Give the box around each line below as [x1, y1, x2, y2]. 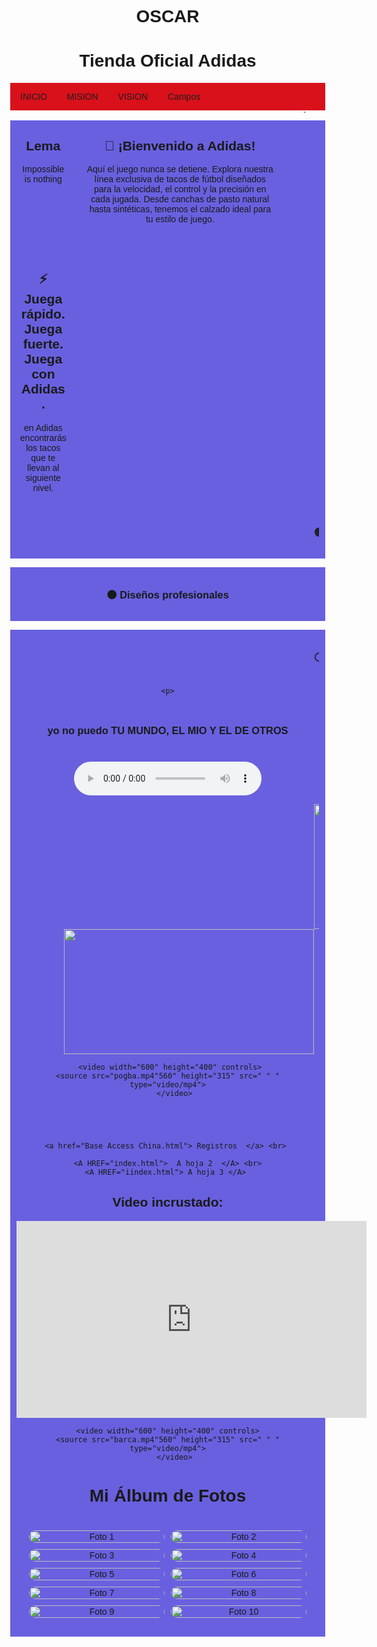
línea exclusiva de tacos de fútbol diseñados [94, 173, 266, 185]
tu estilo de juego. [145, 213, 215, 225]
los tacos [25, 442, 61, 453]
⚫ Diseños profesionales [106, 588, 229, 601]
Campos [167, 91, 201, 103]
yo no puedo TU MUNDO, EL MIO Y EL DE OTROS [47, 724, 289, 736]
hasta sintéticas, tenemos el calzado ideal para [89, 203, 271, 215]
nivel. [32, 482, 54, 493]
